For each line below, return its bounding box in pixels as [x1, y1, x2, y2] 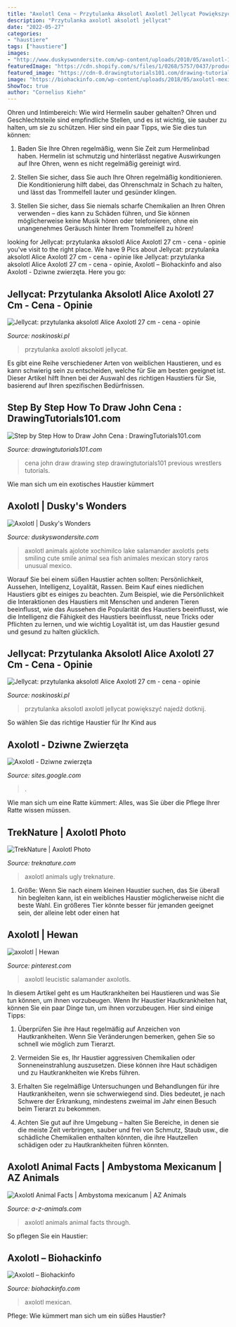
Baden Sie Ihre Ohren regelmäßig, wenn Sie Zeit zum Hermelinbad [17, 144, 209, 153]
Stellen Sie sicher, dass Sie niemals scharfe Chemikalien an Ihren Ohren [17, 202, 225, 210]
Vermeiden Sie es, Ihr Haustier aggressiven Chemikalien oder [17, 1053, 195, 1061]
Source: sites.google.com [7, 771, 81, 779]
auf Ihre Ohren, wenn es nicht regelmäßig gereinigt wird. [17, 159, 181, 168]
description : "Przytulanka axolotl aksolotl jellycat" [7, 17, 171, 24]
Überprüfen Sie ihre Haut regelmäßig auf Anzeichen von [17, 1025, 181, 1033]
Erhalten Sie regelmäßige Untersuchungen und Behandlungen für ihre [17, 1082, 220, 1090]
